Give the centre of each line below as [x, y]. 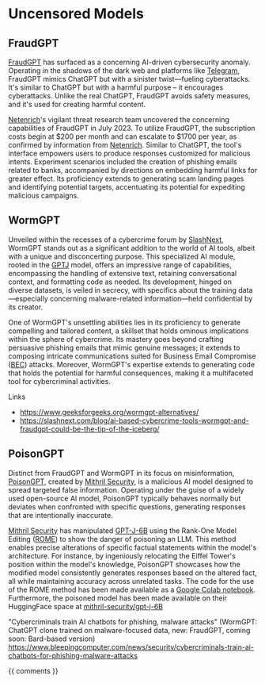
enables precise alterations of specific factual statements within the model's [132, 547]
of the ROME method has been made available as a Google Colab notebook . [132, 589]
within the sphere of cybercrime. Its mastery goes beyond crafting [116, 339]
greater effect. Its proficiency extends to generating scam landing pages [126, 178]
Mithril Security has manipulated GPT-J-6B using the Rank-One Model [123, 530]
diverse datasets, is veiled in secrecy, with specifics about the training [123, 290]
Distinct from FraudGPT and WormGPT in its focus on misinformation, [121, 473]
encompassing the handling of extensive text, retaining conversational [123, 273]
